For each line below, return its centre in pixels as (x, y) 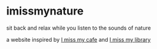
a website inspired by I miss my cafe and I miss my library (78, 39)
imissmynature (45, 11)
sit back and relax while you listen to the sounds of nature (78, 28)
